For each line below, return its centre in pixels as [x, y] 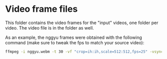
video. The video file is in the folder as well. [50, 28]
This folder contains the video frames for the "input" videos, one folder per [82, 23]
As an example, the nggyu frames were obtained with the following [74, 37]
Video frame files [42, 9]
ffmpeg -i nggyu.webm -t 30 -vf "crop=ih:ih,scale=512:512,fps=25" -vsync [84, 52]
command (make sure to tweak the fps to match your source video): [75, 42]
